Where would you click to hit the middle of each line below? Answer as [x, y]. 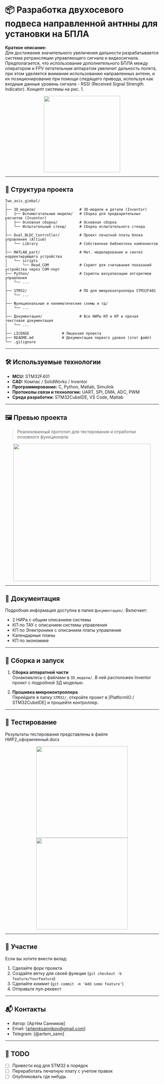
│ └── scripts [21, 261]
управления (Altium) [26, 239]
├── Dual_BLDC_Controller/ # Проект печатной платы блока [74, 235]
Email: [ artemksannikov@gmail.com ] [49, 1029]
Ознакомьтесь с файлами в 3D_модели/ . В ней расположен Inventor [82, 677]
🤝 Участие [21, 947]
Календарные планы [33, 636]
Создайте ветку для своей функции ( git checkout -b [67, 973]
